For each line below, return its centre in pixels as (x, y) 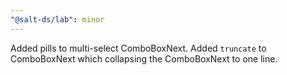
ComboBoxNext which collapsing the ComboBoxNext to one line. (144, 58)
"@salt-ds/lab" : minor (57, 19)
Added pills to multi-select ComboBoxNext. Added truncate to (138, 48)
